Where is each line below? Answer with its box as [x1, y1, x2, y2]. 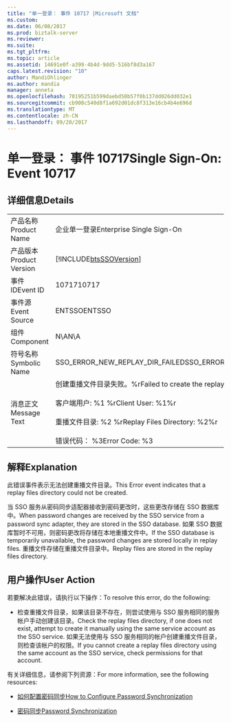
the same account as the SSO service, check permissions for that [16, 649, 203, 657]
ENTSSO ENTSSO [55, 305, 111, 315]
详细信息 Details [7, 195, 74, 206]
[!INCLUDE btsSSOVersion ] [55, 254, 142, 263]
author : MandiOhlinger [7, 74, 72, 81]
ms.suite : [7, 42, 36, 49]
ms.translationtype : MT [7, 106, 76, 113]
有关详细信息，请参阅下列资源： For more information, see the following [7, 670, 209, 679]
